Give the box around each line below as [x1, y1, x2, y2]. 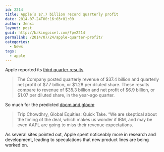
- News [9, 44, 23, 49]
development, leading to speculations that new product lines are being [5, 137, 149, 143]
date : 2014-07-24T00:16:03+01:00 [5, 16, 74, 21]
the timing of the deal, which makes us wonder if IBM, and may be [17, 117, 153, 123]
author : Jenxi [5, 21, 35, 26]
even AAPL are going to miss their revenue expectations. [17, 122, 134, 128]
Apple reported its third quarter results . [5, 67, 85, 73]
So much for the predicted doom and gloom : [5, 102, 96, 108]
